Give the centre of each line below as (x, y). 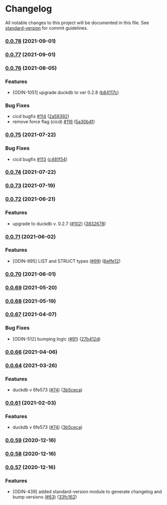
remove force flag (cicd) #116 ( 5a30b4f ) (54, 122)
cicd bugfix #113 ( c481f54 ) (40, 159)
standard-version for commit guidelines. (47, 28)
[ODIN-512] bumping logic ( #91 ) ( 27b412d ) (56, 339)
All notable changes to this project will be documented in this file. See (77, 23)
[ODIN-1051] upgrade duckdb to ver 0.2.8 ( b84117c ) (66, 92)
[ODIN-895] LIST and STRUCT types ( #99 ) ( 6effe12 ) (66, 261)
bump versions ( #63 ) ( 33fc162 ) (45, 497)
